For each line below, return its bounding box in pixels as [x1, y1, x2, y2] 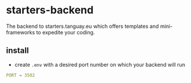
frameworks [6, 28, 35, 35]
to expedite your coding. [36, 28, 95, 35]
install [6, 46, 29, 56]
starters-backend [6, 3, 94, 17]
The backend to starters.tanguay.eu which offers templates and [6, 23, 159, 30]
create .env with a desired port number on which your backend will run [14, 61, 186, 68]
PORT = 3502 [6, 72, 35, 78]
